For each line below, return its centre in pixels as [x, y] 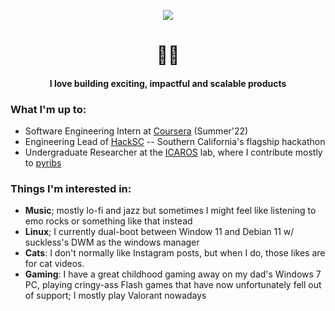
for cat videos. [54, 264]
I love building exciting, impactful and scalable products [168, 83]
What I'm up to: [48, 109]
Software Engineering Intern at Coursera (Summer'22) [136, 131]
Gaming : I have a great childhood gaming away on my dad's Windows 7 [173, 274]
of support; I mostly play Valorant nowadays [115, 296]
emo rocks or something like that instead [108, 221]
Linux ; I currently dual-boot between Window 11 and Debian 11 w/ [159, 232]
